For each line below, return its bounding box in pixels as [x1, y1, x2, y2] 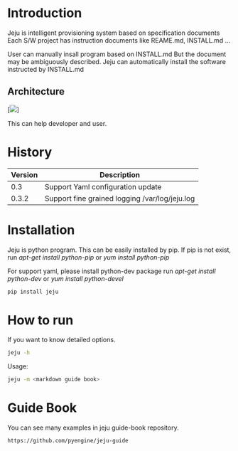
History [7, 144, 53, 160]
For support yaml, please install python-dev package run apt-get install [7, 267, 216, 275]
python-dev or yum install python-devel [7, 274, 124, 282]
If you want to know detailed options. [7, 336, 116, 344]
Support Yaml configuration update [45, 181, 162, 191]
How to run [7, 312, 74, 328]
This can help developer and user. [7, 119, 107, 127]
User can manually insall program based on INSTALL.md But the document [7, 50, 227, 58]
